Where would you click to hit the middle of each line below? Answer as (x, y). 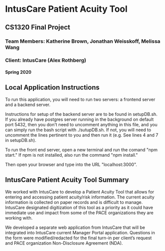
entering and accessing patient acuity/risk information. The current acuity (80, 197)
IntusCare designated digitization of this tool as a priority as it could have (79, 207)
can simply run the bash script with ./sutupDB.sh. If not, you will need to (78, 130)
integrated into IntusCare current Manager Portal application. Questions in (80, 232)
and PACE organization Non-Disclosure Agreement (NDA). (64, 243)
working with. (19, 218)
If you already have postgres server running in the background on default (79, 119)
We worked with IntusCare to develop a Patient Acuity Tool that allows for (80, 192)
